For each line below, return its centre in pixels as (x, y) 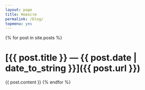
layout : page (19, 10)
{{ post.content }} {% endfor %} (38, 82)
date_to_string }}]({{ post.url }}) (73, 68)
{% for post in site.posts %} (34, 38)
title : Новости (21, 14)
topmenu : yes (19, 24)
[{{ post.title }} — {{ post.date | (71, 58)
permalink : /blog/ (24, 19)
